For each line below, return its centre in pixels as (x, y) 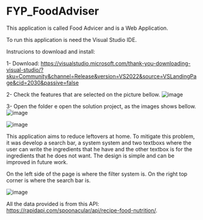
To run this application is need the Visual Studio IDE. (72, 40)
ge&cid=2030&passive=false (43, 83)
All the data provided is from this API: (53, 204)
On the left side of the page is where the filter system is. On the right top (97, 174)
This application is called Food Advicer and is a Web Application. (87, 28)
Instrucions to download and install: (51, 51)
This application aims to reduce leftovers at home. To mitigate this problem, (101, 136)
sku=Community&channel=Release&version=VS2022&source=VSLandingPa (101, 76)
